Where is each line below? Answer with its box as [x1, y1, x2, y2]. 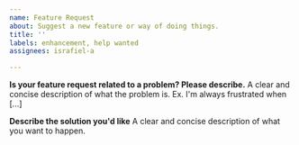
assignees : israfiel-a [9, 47, 95, 56]
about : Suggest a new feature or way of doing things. [9, 22, 220, 31]
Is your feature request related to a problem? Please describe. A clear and [9, 79, 290, 90]
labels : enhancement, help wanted [9, 38, 140, 48]
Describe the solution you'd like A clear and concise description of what [9, 116, 281, 127]
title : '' [9, 30, 47, 39]
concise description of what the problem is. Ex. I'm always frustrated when [9, 89, 287, 100]
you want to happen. [9, 125, 86, 136]
